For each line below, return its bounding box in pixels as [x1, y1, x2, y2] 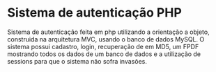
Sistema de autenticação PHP [7, 5, 183, 21]
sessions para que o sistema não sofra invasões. [7, 57, 148, 65]
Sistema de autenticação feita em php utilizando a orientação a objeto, [7, 28, 210, 36]
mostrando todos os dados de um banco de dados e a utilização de [7, 50, 201, 58]
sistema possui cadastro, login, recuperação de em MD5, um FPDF [7, 42, 199, 51]
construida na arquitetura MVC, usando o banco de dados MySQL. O [7, 35, 205, 43]
